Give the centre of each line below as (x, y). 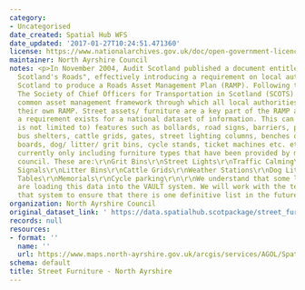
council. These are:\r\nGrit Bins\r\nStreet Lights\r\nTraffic (139, 161)
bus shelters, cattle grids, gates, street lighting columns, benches (154, 136)
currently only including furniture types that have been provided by (154, 153)
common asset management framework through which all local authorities (158, 102)
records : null (36, 220)
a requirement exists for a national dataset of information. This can (156, 119)
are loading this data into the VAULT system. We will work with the (152, 187)
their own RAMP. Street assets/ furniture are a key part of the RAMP (154, 111)
